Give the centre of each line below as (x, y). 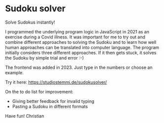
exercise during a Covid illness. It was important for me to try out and (75, 37)
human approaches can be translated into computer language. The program (82, 47)
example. (14, 72)
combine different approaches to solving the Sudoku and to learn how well (81, 42)
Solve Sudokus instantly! (30, 22)
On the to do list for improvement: (39, 92)
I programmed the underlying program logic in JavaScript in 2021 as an (77, 31)
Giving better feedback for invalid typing (53, 101)
